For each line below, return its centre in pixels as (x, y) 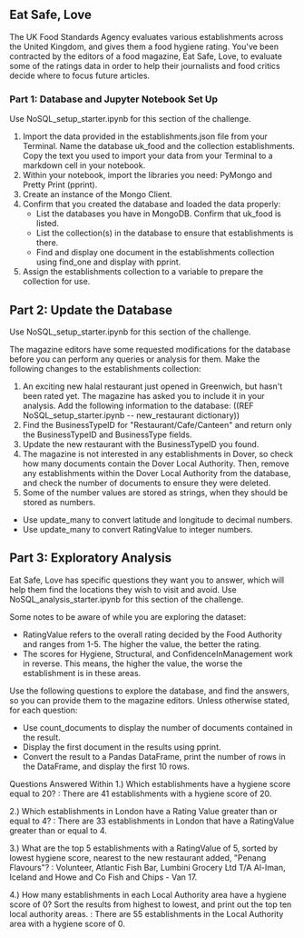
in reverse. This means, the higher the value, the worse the (132, 664)
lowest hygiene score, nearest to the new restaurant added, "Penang (138, 857)
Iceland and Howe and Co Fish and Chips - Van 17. (103, 877)
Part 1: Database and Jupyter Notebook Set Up (114, 99)
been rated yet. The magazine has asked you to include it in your (143, 395)
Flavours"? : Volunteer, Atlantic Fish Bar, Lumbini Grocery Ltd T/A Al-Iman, (147, 867)
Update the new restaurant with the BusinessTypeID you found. (141, 444)
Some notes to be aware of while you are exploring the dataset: (128, 616)
